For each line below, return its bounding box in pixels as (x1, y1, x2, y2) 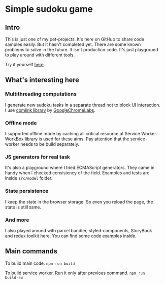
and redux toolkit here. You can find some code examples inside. (5, 233, 137, 239)
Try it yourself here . (5, 62, 45, 67)
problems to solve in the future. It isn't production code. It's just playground (5, 47, 159, 52)
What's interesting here (5, 76, 80, 84)
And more (5, 216, 30, 223)
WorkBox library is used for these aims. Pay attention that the (5, 136, 130, 142)
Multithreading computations (5, 90, 77, 97)
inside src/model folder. (5, 175, 53, 181)
